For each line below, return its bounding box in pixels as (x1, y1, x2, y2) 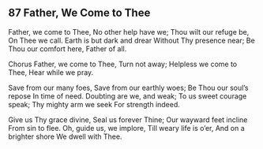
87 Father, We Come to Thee (8, 6, 151, 20)
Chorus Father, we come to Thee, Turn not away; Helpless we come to (8, 59, 238, 69)
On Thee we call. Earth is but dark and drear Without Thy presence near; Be (8, 35, 255, 45)
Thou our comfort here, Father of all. (8, 43, 127, 54)
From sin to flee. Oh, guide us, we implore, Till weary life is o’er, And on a (8, 123, 245, 132)
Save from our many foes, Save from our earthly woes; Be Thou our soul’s (8, 83, 249, 92)
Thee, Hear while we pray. (8, 67, 94, 77)
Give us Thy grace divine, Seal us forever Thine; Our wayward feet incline (8, 114, 248, 125)
